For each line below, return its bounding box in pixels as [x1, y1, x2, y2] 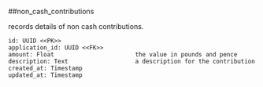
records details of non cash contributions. [8, 22, 144, 31]
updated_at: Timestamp [8, 71, 83, 79]
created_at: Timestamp [8, 64, 83, 72]
